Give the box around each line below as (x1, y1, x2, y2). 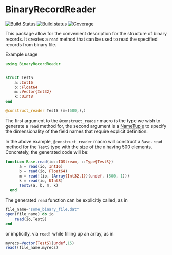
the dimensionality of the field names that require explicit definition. (5, 128, 148, 134)
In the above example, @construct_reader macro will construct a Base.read (5, 138, 163, 144)
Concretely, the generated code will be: (5, 149, 89, 155)
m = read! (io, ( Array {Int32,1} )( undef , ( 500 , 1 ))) (18, 173, 130, 179)
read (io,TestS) (14, 217, 47, 222)
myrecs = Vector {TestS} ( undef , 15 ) (5, 240, 74, 246)
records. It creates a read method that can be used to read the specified (5, 36, 158, 42)
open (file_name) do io (5, 211, 54, 217)
